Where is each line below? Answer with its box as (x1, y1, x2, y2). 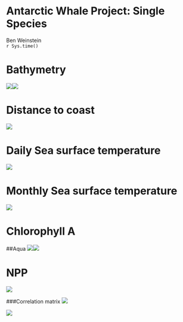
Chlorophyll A (6, 224, 76, 238)
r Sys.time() (6, 43, 39, 49)
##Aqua (6, 245, 26, 252)
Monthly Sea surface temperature (6, 184, 178, 198)
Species (6, 17, 48, 31)
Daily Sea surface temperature (6, 144, 161, 157)
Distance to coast (6, 104, 95, 117)
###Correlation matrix (6, 297, 61, 305)
